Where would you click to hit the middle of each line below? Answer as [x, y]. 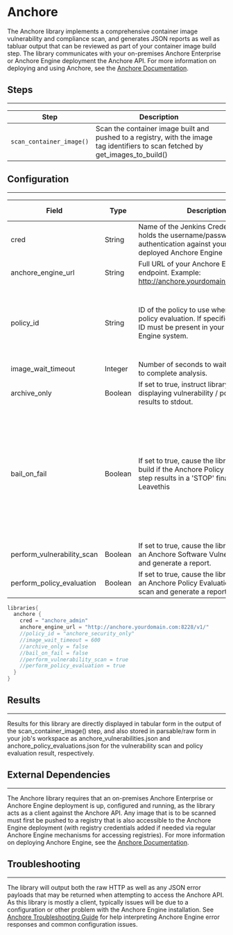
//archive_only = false [54, 646]
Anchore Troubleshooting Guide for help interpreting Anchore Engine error [113, 917]
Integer [116, 368]
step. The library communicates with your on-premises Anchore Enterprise [114, 53]
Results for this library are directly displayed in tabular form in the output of [114, 723]
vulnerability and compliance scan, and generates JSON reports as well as [114, 38]
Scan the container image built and [153, 128]
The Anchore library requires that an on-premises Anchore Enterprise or [110, 798]
